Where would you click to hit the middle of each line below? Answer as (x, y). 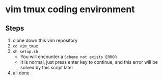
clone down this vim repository (45, 40)
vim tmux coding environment (70, 9)
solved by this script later (47, 68)
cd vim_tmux (25, 46)
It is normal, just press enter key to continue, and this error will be (89, 62)
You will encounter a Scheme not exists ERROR (69, 57)
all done (21, 73)
